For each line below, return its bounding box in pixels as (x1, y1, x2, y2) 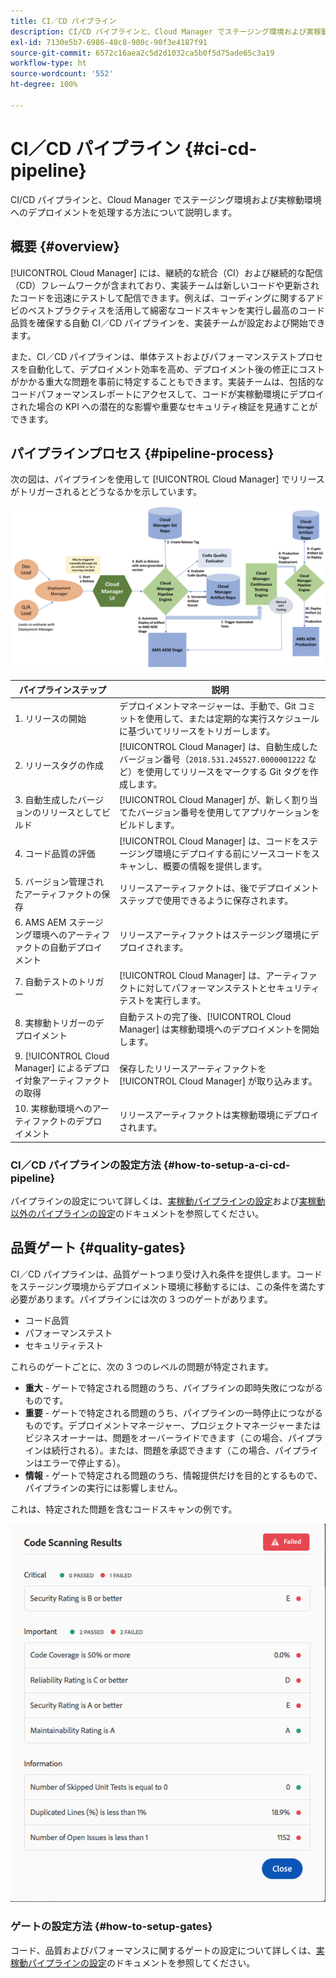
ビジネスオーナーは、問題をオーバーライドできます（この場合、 (24, 1431, 288, 1444)
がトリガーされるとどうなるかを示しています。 (10, 486, 203, 498)
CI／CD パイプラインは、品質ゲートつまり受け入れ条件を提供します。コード (10, 1268, 323, 1280)
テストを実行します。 (118, 995, 207, 1007)
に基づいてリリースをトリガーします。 (118, 725, 276, 737)
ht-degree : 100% (10, 80, 78, 90)
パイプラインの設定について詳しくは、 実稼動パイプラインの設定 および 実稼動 (10, 1195, 326, 1207)
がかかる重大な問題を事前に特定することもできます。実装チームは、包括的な (10, 375, 325, 387)
